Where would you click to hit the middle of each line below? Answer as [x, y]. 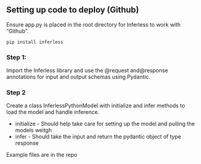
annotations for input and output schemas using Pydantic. [78, 77]
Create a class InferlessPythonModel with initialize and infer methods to [96, 106]
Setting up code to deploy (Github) [73, 10]
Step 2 [16, 93]
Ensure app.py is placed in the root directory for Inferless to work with [94, 24]
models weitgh [33, 130]
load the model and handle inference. [53, 112]
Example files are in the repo [42, 155]
